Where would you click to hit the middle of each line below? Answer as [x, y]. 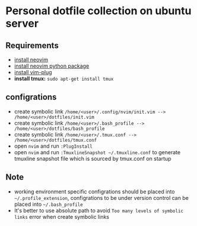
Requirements [32, 45]
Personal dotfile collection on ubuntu [99, 11]
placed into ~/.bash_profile [49, 204]
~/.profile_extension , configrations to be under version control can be [101, 198]
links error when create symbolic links [61, 217]
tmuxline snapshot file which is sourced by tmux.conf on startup [93, 158]
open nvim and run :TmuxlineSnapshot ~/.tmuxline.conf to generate [97, 152]
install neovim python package [52, 66]
